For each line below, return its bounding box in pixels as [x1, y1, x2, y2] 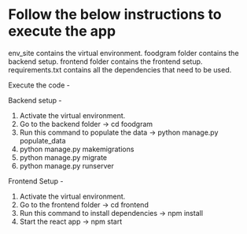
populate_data [19, 136, 66, 145]
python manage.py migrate [19, 152, 108, 162]
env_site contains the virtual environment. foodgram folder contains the [8, 48, 239, 58]
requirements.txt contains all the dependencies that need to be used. [8, 65, 232, 74]
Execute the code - [8, 80, 71, 90]
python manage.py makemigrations [19, 144, 135, 154]
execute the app [8, 22, 116, 40]
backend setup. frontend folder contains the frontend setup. [8, 57, 203, 66]
